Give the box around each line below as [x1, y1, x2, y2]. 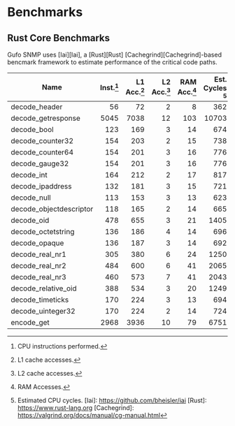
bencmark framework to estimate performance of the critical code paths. [7, 58, 218, 66]
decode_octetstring [10, 227, 75, 236]
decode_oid [10, 216, 50, 225]
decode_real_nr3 [10, 272, 66, 281]
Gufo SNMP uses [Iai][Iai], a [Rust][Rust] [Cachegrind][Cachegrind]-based [7, 50, 222, 59]
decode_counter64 [10, 147, 74, 157]
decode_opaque [10, 238, 64, 248]
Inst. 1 [100, 82, 119, 93]
